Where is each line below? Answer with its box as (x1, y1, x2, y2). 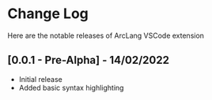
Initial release (18, 74, 62, 83)
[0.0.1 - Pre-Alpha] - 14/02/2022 (7, 54, 169, 67)
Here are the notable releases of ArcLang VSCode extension (7, 31, 205, 40)
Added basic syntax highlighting (18, 83, 124, 92)
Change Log (7, 5, 89, 23)
